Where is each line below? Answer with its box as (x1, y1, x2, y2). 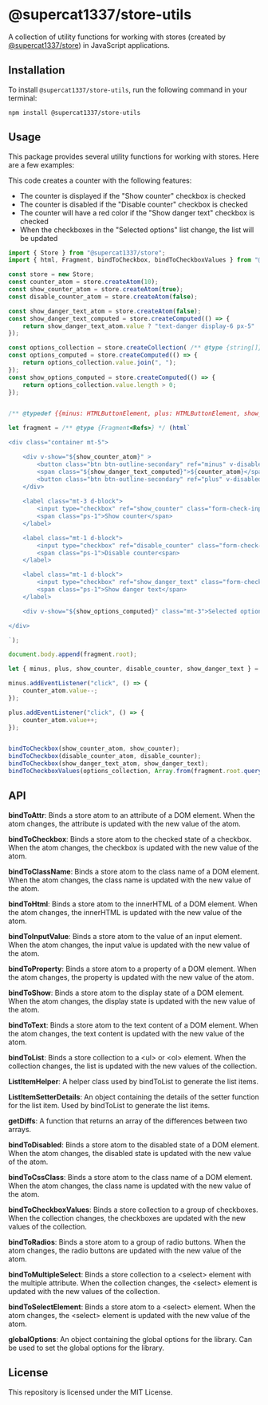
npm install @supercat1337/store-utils (8, 109, 141, 116)
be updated (19, 233, 58, 243)
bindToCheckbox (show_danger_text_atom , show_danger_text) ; (8, 760, 209, 768)
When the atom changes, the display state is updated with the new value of (8, 996, 256, 1006)
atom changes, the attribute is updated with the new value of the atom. (8, 819, 241, 828)
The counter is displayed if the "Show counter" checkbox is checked (19, 191, 246, 200)
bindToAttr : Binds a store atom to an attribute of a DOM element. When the (8, 810, 255, 819)
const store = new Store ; (8, 270, 94, 278)
